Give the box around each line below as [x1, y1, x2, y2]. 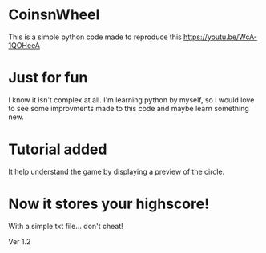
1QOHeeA [8, 40, 41, 50]
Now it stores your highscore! [8, 195, 210, 213]
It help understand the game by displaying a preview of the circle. [8, 167, 225, 176]
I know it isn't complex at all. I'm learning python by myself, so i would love [8, 94, 255, 105]
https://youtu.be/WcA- [183, 32, 258, 42]
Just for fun [8, 69, 88, 87]
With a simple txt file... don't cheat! [8, 221, 124, 231]
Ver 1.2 [8, 236, 31, 246]
